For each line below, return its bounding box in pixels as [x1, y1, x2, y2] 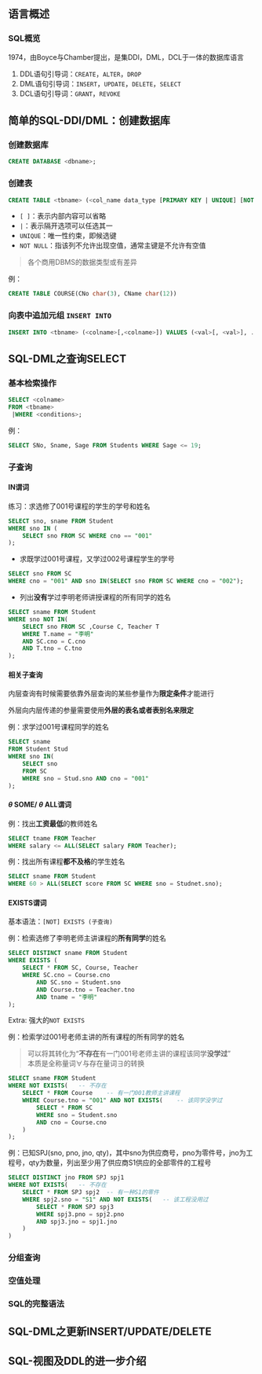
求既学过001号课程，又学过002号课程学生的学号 [19, 554, 175, 564]
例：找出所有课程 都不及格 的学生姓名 [8, 857, 126, 866]
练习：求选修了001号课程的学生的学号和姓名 [8, 501, 151, 511]
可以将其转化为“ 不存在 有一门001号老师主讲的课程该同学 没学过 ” [27, 1049, 231, 1059]
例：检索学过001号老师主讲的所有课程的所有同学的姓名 [8, 1032, 185, 1042]
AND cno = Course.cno [36, 1119, 107, 1126]
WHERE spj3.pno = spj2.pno [36, 1210, 125, 1218]
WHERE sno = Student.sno [36, 1111, 118, 1119]
